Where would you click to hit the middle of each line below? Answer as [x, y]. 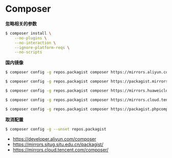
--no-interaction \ [35, 43]
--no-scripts [28, 52]
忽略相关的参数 [21, 23]
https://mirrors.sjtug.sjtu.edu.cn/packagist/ [58, 144]
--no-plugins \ [31, 38]
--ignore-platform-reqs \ [42, 47]
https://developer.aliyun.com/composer [54, 139]
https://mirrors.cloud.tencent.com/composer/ [60, 150]
